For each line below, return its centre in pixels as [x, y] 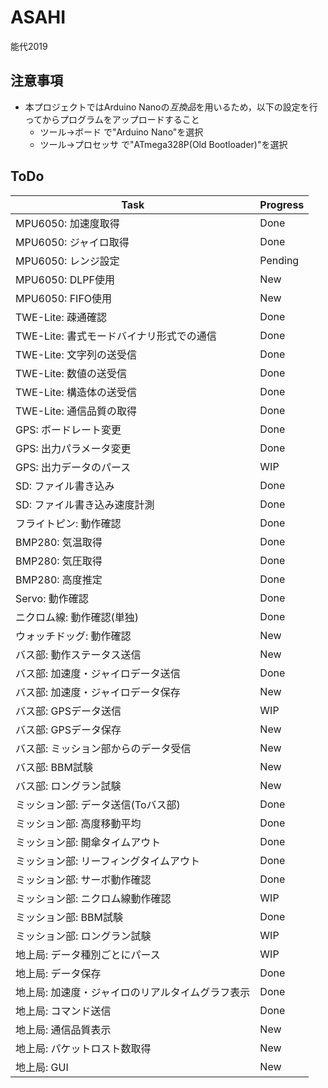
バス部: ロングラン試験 [68, 786]
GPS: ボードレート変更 [68, 429]
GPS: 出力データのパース [73, 467]
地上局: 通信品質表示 [63, 1029]
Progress [282, 204]
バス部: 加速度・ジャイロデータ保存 [98, 692]
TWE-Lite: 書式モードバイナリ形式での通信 [116, 336]
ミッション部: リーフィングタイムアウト [107, 861]
